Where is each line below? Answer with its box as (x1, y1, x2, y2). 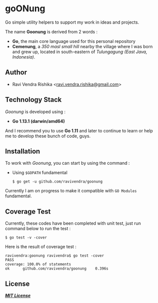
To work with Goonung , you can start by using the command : (5, 160, 130, 166)
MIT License (5, 293, 31, 298)
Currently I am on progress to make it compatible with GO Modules (5, 188, 137, 194)
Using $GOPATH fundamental (12, 170, 68, 176)
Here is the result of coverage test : (5, 244, 77, 250)
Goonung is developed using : (5, 109, 66, 115)
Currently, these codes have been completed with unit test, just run (5, 220, 141, 226)
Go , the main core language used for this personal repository (12, 38, 136, 44)
